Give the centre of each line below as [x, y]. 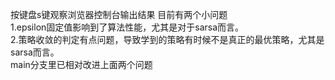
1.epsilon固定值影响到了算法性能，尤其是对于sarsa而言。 [127, 27]
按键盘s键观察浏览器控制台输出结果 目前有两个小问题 [119, 14]
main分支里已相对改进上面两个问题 [81, 64]
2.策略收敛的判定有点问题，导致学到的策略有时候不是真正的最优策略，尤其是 [167, 39]
